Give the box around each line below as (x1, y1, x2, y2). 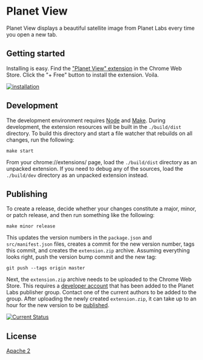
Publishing (6, 189, 48, 199)
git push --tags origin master (6, 265, 85, 271)
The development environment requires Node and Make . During (6, 117, 165, 124)
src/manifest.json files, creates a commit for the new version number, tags (6, 240, 195, 247)
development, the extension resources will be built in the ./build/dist (6, 123, 182, 130)
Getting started (6, 49, 65, 59)
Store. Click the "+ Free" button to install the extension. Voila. (6, 71, 159, 78)
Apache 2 (6, 347, 31, 355)
